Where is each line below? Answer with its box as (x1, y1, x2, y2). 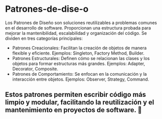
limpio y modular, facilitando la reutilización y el (5, 98, 154, 107)
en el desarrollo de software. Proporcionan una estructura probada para (5, 25, 151, 30)
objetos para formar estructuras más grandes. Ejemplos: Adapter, (12, 60, 145, 66)
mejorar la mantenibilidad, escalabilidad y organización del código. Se (5, 30, 147, 36)
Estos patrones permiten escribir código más (5, 90, 146, 99)
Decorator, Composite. (12, 65, 59, 72)
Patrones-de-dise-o (5, 3, 89, 15)
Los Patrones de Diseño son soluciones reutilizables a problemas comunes (5, 20, 157, 26)
